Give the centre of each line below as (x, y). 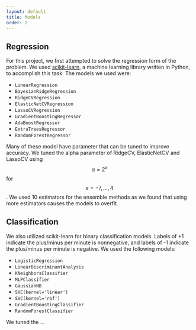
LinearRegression (36, 85)
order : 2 (17, 22)
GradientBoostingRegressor (48, 117)
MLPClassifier (32, 279)
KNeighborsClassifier (41, 273)
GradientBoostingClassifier (49, 305)
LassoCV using (25, 159)
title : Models (24, 17)
